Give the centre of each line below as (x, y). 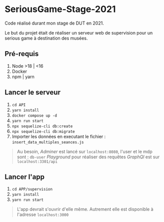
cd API (19, 105)
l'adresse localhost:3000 (43, 214)
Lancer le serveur (33, 92)
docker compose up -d (34, 116)
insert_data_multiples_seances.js (48, 142)
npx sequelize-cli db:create (42, 126)
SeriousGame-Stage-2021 (60, 9)
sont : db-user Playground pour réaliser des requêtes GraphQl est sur (88, 157)
